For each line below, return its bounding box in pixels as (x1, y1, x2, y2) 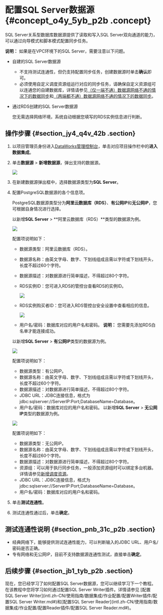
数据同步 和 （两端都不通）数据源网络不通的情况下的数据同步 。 (32, 93, 156, 99)
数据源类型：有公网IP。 (19, 368, 67, 374)
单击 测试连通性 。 (12, 499, 47, 505)
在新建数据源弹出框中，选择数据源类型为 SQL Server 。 (12, 179, 121, 185)
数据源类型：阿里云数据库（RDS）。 (19, 246, 90, 252)
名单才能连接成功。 (19, 328, 58, 334)
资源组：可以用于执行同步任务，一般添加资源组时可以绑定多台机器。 (19, 465, 156, 471)
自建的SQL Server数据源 (12, 58, 61, 64)
